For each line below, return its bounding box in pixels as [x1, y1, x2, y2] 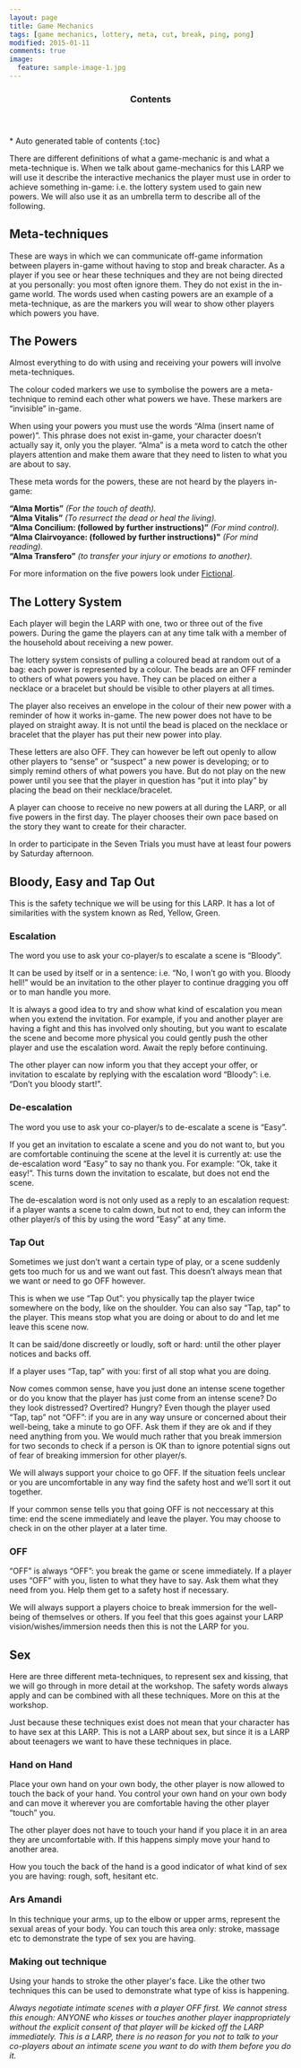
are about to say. [9, 459, 72, 469]
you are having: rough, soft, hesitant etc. [9, 1871, 159, 1881]
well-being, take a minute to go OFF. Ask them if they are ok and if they [9, 1421, 272, 1432]
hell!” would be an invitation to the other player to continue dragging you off [9, 977, 289, 988]
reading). [9, 541, 43, 552]
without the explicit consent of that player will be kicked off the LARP [9, 2021, 264, 2032]
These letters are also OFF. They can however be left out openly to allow [9, 747, 278, 758]
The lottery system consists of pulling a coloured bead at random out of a [9, 654, 280, 665]
